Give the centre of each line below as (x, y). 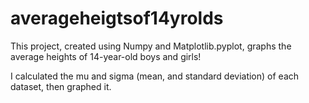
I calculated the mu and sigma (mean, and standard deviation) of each (155, 76)
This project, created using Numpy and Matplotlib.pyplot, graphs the (151, 46)
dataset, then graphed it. (61, 86)
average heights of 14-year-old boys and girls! (106, 56)
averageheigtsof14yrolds (117, 18)
